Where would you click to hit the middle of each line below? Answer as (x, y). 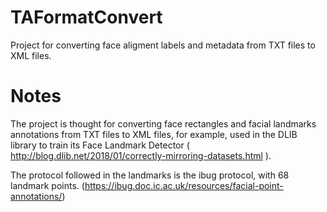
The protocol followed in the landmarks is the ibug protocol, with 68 (150, 175)
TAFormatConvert (86, 17)
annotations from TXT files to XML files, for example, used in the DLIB (154, 134)
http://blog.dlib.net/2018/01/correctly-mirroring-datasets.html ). (141, 155)
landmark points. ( (47, 185)
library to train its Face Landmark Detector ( (100, 145)
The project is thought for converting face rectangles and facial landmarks (163, 123)
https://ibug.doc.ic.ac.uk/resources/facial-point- (184, 185)
